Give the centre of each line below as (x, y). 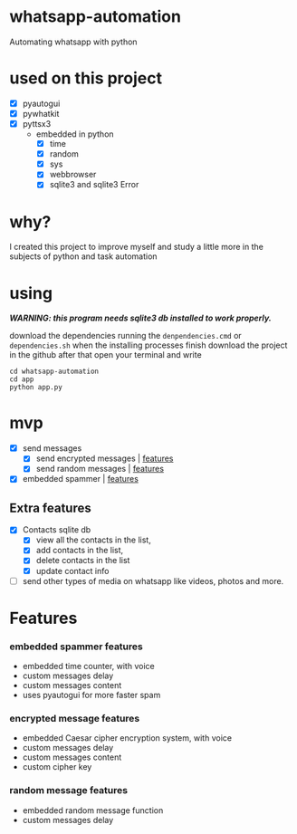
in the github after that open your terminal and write (105, 355)
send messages (52, 448)
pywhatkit (41, 113)
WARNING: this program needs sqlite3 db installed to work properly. (140, 318)
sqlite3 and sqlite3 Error (94, 185)
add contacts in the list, (80, 551)
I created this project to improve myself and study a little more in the (137, 247)
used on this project (86, 78)
